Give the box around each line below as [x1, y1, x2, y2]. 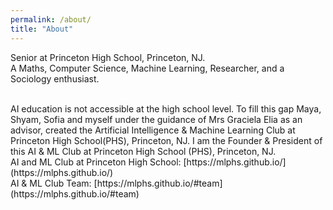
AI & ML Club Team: [10, 177, 92, 189]
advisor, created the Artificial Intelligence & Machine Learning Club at [10, 124, 296, 136]
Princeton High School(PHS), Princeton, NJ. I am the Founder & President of [10, 134, 323, 146]
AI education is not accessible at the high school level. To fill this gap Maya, [10, 102, 322, 115]
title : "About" [10, 24, 74, 34]
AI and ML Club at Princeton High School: [10, 156, 182, 168]
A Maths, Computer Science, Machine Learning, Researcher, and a [10, 62, 285, 74]
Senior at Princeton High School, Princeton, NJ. [10, 51, 206, 63]
